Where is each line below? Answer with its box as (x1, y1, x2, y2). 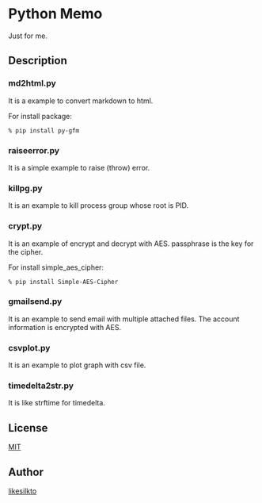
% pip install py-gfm (8, 126, 80, 135)
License (8, 421, 48, 435)
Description (8, 54, 67, 67)
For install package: (8, 111, 73, 121)
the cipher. (8, 247, 44, 256)
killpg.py (8, 182, 43, 194)
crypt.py (8, 221, 43, 232)
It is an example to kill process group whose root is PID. (8, 201, 189, 210)
